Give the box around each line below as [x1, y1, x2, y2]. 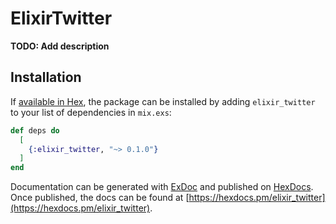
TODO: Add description [10, 40, 110, 52]
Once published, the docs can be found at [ [10, 192, 190, 204]
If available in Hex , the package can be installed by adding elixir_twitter [10, 95, 316, 107]
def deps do [10, 125, 60, 136]
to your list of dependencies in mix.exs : [10, 106, 172, 118]
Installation [10, 69, 82, 86]
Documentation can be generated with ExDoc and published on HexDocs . [10, 181, 314, 193]
